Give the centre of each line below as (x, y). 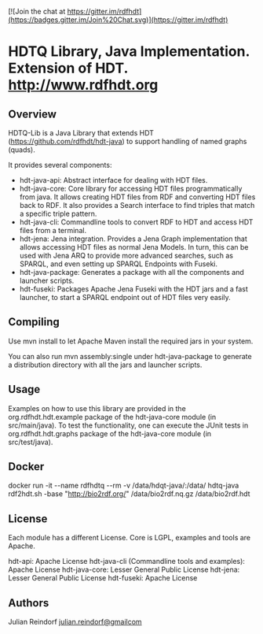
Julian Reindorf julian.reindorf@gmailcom (75, 622)
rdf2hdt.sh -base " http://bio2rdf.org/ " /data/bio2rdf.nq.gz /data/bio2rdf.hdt (129, 494)
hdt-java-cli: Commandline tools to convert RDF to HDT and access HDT (136, 222)
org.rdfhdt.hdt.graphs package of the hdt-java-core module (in (110, 433)
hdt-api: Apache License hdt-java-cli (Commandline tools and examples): (127, 562)
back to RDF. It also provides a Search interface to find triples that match (137, 205)
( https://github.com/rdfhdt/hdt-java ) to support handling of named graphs (128, 141)
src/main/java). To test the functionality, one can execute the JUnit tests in (128, 425)
